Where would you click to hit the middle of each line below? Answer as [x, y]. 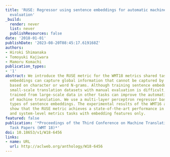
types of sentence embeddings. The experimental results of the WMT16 [86, 104]
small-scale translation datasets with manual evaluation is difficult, [88, 90]
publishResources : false [36, 33]
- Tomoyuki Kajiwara [27, 57]
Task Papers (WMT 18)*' [35, 128]
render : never [25, 24]
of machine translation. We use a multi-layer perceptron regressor [83, 99]
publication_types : [26, 66]
